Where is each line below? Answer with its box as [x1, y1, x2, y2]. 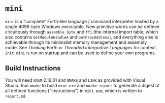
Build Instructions [5, 64, 61, 72]
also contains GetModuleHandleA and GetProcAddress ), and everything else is [5, 34, 159, 40]
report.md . [5, 93, 27, 99]
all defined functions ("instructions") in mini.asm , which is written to [5, 88, 142, 94]
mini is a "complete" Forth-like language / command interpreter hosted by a [5, 18, 159, 24]
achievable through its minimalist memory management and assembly [5, 39, 147, 45]
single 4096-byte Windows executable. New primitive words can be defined [5, 24, 160, 30]
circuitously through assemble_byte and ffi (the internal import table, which [5, 29, 159, 34]
